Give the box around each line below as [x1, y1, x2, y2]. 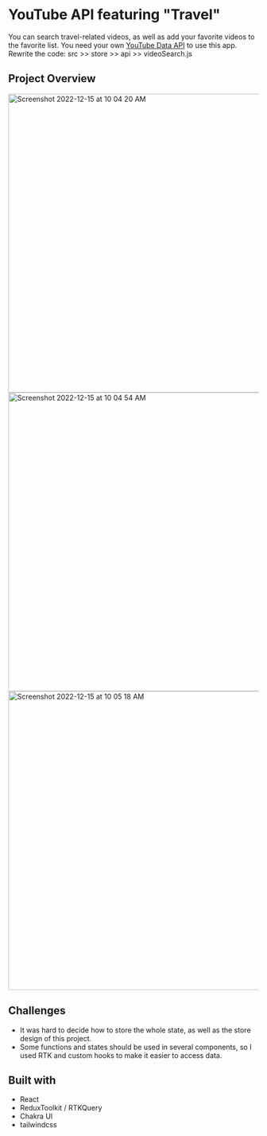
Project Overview [8, 72, 96, 85]
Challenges [8, 1004, 66, 1017]
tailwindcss [19, 1120, 57, 1130]
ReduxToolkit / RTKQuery [19, 1103, 103, 1113]
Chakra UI [19, 1111, 53, 1121]
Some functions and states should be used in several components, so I [19, 1042, 252, 1052]
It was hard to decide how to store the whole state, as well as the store [19, 1025, 252, 1035]
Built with [8, 1073, 56, 1087]
